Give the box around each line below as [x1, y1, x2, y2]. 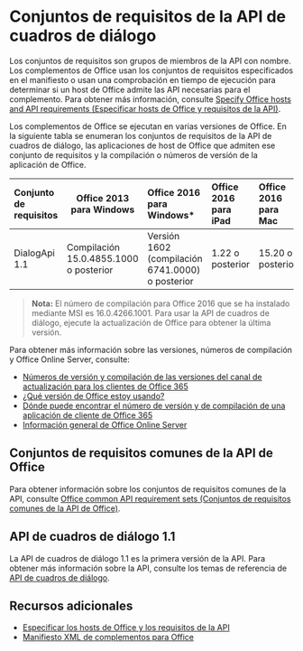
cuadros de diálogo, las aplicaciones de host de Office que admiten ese [9, 140, 276, 151]
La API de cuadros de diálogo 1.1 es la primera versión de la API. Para [9, 553, 266, 563]
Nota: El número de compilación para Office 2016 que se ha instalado [31, 298, 290, 309]
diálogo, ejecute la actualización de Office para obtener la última [31, 317, 271, 328]
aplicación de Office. [9, 159, 87, 170]
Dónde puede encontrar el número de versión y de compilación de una [22, 400, 286, 411]
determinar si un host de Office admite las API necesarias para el [9, 84, 251, 95]
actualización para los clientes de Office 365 [22, 381, 188, 392]
